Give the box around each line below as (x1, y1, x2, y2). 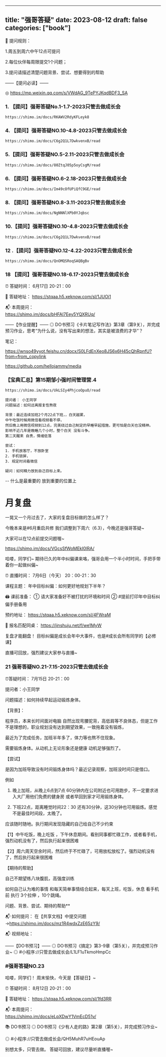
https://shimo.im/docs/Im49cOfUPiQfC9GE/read (5, 187, 100, 192)
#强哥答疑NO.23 (5, 962, 44, 969)
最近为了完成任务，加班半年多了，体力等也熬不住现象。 (5, 734, 118, 740)
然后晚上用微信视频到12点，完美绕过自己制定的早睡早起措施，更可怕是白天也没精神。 (5, 423, 153, 428)
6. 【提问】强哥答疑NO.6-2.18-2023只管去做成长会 (5, 175, 127, 182)
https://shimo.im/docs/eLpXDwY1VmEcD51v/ (5, 1013, 96, 1020)
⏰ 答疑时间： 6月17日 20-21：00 (5, 283, 71, 289)
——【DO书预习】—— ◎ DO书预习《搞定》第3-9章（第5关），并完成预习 (5, 942, 154, 948)
